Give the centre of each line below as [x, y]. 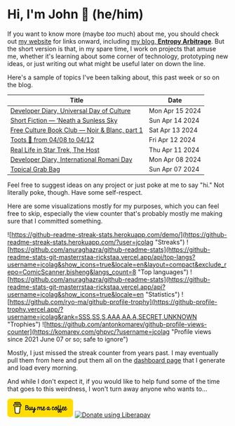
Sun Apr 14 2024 [174, 120]
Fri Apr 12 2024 [172, 140]
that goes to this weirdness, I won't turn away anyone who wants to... [107, 389]
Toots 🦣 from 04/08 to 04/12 [52, 140]
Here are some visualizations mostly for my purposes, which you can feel [113, 206]
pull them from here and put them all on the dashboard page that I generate [116, 360]
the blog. [20, 84]
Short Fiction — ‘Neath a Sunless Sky [64, 120]
